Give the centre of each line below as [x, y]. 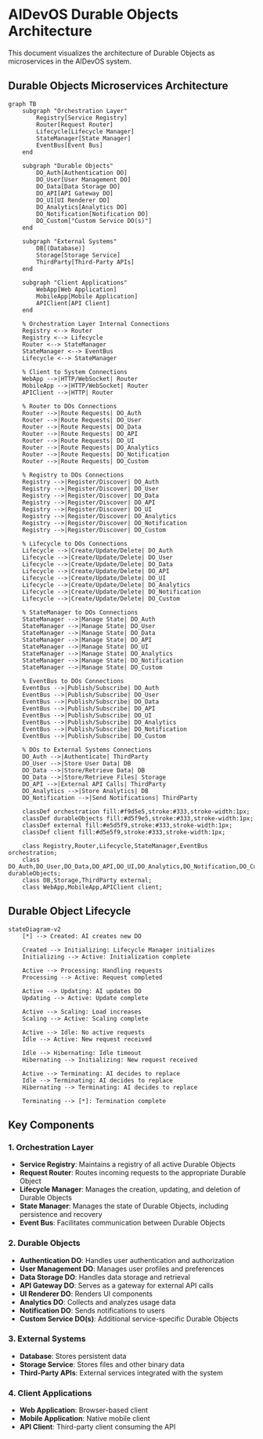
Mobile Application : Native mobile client [85, 1419]
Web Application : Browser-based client [84, 1410]
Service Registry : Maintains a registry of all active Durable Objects [128, 1164]
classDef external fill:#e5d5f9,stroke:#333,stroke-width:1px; [128, 825]
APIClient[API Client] [73, 303]
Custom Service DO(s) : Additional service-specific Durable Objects [129, 1318]
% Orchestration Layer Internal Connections [96, 323]
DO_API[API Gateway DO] [75, 193]
